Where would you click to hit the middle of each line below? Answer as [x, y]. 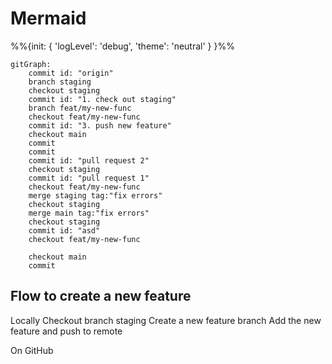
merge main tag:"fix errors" [89, 213]
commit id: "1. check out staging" [102, 99]
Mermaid [48, 18]
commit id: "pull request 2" [89, 160]
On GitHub [32, 350]
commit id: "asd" [64, 230]
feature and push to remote [66, 331]
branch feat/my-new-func [80, 108]
